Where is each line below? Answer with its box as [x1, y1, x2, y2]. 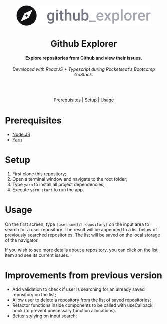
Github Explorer [50, 38, 117, 50]
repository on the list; [12, 291, 56, 297]
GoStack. [74, 72, 94, 78]
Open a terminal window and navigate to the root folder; [12, 176, 128, 182]
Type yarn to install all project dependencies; [12, 181, 105, 187]
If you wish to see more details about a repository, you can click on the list [5, 247, 158, 253]
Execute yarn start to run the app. [12, 186, 84, 193]
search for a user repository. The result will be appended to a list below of [5, 226, 157, 232]
